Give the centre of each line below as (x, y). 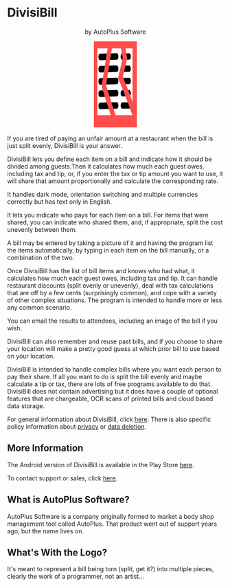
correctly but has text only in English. (59, 202)
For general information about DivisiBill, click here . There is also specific (109, 419)
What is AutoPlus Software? (68, 500)
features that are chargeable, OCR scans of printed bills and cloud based (110, 398)
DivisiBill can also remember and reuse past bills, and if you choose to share (115, 341)
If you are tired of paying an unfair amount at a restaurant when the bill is (110, 138)
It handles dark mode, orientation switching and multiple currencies (103, 194)
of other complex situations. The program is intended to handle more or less (115, 300)
